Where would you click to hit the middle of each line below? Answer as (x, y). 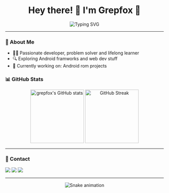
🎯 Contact (18, 159)
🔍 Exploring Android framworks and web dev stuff (65, 59)
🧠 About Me (20, 42)
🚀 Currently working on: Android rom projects (60, 66)
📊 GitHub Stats (24, 79)
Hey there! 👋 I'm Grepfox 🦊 (84, 10)
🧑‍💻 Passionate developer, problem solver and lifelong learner (76, 53)
